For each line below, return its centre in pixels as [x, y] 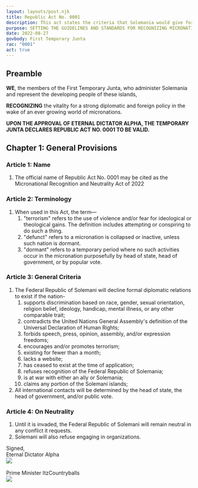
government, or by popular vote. [62, 262]
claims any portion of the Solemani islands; [76, 384]
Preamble [24, 74]
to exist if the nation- [40, 296]
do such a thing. [43, 231]
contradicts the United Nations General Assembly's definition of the [105, 321]
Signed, [15, 449]
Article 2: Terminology [39, 199]
